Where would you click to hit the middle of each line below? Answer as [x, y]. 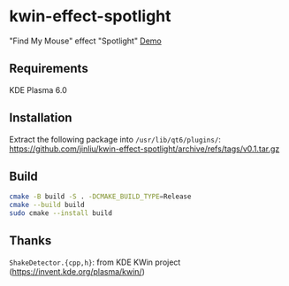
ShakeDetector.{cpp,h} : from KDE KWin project [95, 262]
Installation [41, 118]
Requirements [49, 69]
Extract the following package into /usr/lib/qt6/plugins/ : [115, 139]
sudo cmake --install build [61, 213]
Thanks [30, 241]
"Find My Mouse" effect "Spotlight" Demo [85, 41]
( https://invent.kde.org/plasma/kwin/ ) [77, 271]
